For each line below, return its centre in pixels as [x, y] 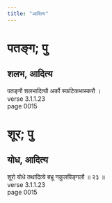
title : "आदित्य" [28, 14]
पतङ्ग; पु [28, 48]
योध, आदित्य [28, 160]
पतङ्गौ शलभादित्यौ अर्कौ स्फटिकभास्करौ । [54, 90]
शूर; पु [20, 134]
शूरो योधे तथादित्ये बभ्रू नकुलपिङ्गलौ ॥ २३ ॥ [56, 177]
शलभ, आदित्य [30, 74]
